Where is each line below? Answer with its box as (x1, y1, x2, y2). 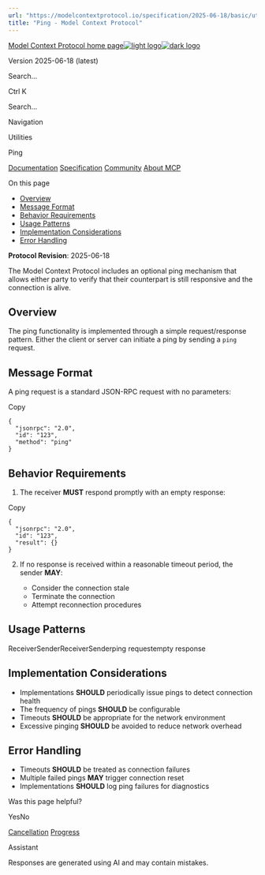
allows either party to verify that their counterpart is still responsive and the (8, 274, 253, 284)
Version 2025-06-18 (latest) (8, 56, 99, 65)
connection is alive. (8, 282, 71, 292)
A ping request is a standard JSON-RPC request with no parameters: (8, 387, 231, 397)
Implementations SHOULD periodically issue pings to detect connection (19, 687, 253, 697)
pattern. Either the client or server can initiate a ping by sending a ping (8, 335, 237, 344)
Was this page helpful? (8, 797, 83, 806)
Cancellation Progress (8, 828, 80, 837)
